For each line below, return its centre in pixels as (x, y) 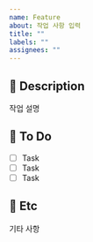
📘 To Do (31, 136)
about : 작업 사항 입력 (45, 26)
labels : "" (29, 42)
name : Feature (35, 17)
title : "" (27, 34)
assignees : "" (35, 50)
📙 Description (47, 86)
